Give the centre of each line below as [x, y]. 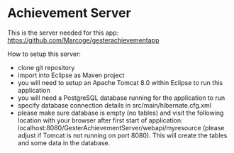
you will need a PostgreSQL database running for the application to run [121, 98]
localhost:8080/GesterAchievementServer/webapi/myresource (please [121, 127]
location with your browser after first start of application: [100, 120]
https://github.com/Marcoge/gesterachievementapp [83, 40]
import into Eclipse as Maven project [71, 75]
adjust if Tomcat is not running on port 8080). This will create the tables [122, 135]
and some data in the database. [64, 142]
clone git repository [46, 67]
